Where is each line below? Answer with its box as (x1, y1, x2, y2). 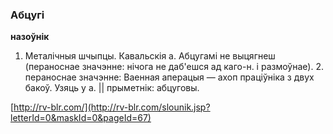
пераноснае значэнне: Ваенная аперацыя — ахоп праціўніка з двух (24, 71, 315, 83)
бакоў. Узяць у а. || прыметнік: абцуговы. (24, 82, 200, 94)
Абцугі (10, 8, 45, 22)
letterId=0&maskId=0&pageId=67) (10, 112, 152, 124)
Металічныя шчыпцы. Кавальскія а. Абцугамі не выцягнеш (24, 50, 276, 62)
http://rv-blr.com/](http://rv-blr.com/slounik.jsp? (13, 101, 211, 113)
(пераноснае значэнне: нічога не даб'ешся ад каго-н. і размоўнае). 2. (24, 61, 324, 73)
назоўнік (10, 31, 50, 43)
